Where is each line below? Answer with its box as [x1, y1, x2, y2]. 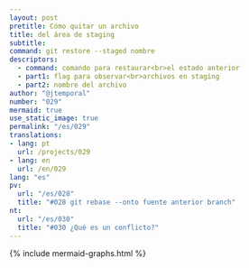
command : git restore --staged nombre [9, 47, 155, 56]
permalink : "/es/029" [9, 123, 91, 132]
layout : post [9, 13, 59, 23]
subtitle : [9, 38, 47, 48]
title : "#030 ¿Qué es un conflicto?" [17, 223, 160, 232]
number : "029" [9, 97, 63, 106]
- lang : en [9, 155, 51, 165]
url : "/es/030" [17, 214, 75, 224]
